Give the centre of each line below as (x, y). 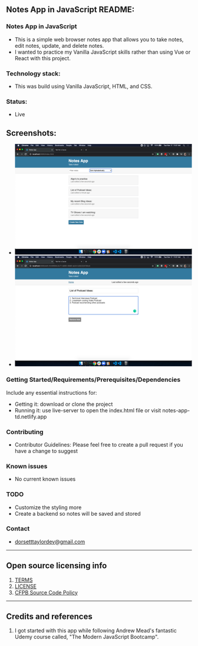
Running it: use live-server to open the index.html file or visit (88, 410)
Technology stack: (33, 73)
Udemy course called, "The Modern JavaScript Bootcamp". (87, 637)
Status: (17, 101)
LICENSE (26, 586)
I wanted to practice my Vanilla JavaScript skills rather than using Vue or (103, 52)
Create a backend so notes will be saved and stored (77, 513)
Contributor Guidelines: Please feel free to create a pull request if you (99, 444)
